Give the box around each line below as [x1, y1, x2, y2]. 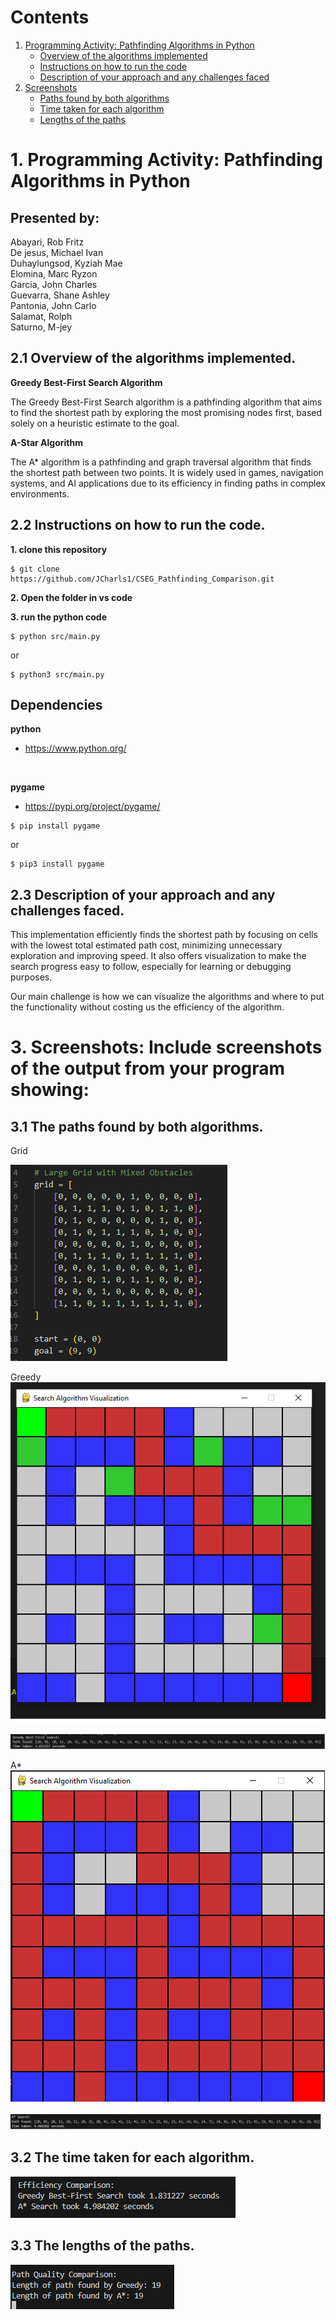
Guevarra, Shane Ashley [10, 289, 110, 301]
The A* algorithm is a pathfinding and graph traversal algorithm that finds [10, 456, 312, 468]
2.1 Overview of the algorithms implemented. [10, 350, 297, 367]
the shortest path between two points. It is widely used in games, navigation [10, 466, 324, 478]
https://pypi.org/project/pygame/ [24, 801, 161, 813]
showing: [10, 1079, 90, 1101]
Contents [10, 6, 90, 29]
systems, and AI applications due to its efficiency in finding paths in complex [10, 477, 326, 489]
